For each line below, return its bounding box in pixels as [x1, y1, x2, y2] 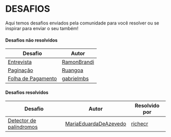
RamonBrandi [62, 59, 94, 66]
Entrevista [8, 59, 32, 66]
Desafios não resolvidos [5, 37, 58, 43]
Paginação [8, 67, 34, 74]
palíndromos [8, 123, 38, 130]
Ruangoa [62, 67, 83, 74]
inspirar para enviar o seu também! [5, 25, 79, 31]
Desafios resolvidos [5, 89, 49, 95]
